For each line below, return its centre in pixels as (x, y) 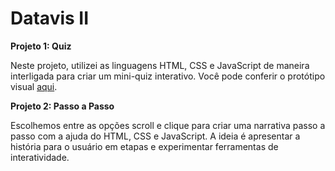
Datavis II (50, 18)
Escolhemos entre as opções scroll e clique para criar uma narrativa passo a (168, 125)
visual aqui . (34, 86)
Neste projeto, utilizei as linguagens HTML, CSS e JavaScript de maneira (160, 65)
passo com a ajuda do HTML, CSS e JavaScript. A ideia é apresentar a (155, 136)
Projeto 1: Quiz (41, 46)
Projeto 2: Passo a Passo (62, 106)
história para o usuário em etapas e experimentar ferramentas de (144, 146)
